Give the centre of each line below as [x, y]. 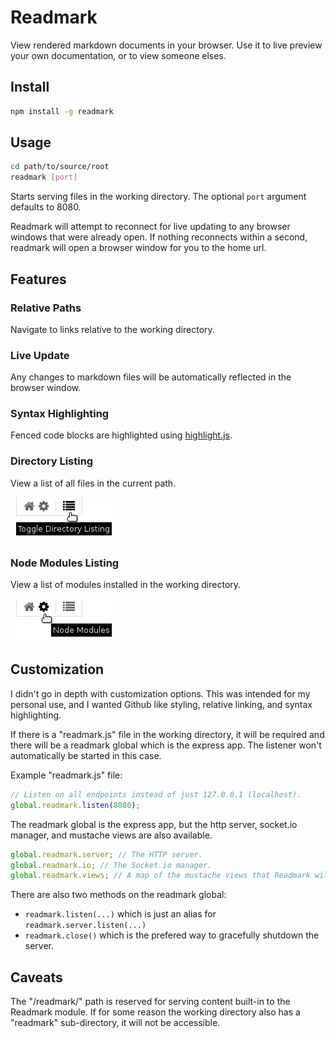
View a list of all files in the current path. [93, 483]
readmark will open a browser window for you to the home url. [138, 248]
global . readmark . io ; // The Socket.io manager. [111, 865]
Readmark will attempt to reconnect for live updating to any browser [150, 227]
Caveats [36, 977]
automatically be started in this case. [86, 755]
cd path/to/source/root [60, 167]
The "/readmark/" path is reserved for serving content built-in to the [150, 1002]
